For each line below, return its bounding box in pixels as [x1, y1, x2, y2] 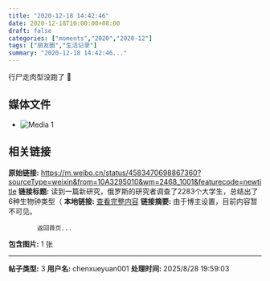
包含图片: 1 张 [8, 238, 54, 249]
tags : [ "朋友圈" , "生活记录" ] [8, 42, 98, 50]
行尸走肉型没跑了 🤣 [8, 72, 72, 81]
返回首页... [37, 224, 72, 232]
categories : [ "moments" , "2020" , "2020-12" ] [8, 34, 153, 43]
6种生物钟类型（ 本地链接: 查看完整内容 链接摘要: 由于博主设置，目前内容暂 [8, 196, 258, 206]
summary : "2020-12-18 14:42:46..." [8, 49, 128, 57]
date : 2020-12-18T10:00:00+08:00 [8, 19, 121, 27]
